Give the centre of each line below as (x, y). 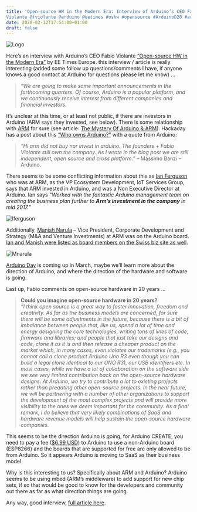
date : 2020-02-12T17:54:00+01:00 (47, 22)
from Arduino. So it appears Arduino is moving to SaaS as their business (93, 455)
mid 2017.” (18, 207)
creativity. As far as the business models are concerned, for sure (99, 313)
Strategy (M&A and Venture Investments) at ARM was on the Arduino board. (98, 236)
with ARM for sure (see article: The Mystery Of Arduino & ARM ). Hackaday (96, 128)
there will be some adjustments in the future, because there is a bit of (104, 319)
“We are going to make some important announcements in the (96, 86)
